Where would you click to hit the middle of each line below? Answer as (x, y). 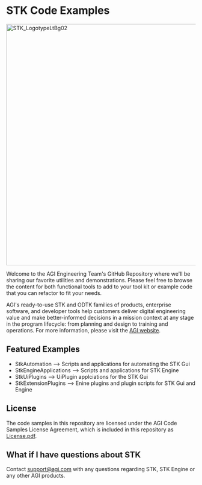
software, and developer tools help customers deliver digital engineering (96, 311)
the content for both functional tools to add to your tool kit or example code (99, 287)
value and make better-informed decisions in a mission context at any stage (100, 317)
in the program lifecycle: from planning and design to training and (87, 324)
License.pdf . (22, 436)
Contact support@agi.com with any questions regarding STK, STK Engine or (101, 469)
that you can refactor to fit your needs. (54, 293)
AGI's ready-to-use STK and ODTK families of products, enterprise (89, 305)
